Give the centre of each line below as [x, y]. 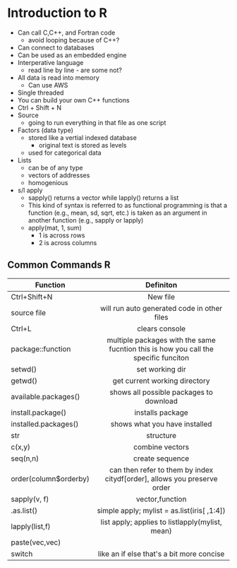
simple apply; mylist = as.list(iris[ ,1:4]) [161, 510]
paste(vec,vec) [36, 542]
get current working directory [161, 381]
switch [22, 554]
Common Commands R [59, 265]
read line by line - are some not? [75, 70]
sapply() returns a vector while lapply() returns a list [103, 197]
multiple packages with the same [162, 340]
